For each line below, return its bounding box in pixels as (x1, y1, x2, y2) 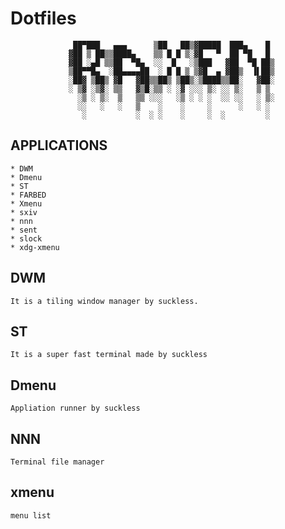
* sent (10, 225, 38, 235)
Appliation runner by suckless (10, 403, 141, 414)
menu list (10, 510, 52, 521)
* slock (10, 233, 43, 244)
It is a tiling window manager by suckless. (10, 296, 199, 306)
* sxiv (10, 207, 38, 217)
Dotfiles (10, 7, 77, 30)
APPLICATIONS (10, 137, 108, 154)
